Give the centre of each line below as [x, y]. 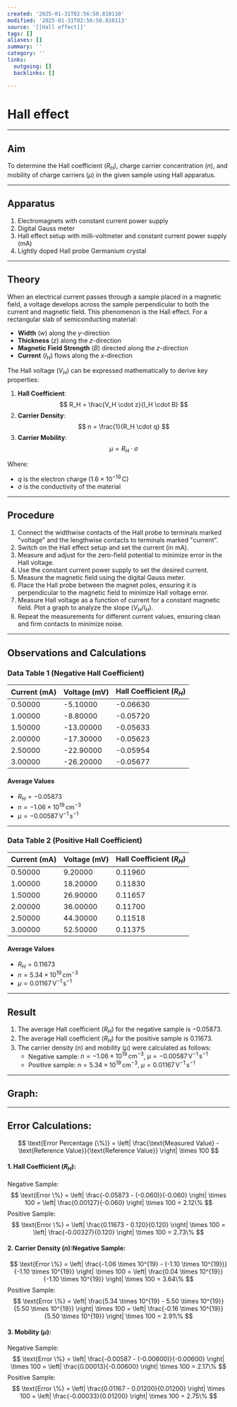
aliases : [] [25, 40]
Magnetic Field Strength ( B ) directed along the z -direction [103, 348]
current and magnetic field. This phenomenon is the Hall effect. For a [108, 311]
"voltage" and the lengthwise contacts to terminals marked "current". [118, 540]
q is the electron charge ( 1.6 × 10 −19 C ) [73, 479]
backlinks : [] [34, 73]
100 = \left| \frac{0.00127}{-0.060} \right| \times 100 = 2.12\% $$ [119, 1202]
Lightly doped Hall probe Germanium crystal [82, 251]
